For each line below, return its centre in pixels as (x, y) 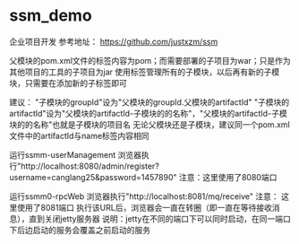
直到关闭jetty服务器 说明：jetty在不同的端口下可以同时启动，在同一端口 (159, 218)
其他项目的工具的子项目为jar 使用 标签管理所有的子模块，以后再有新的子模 (145, 72)
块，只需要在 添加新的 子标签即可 (68, 83)
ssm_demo (51, 16)
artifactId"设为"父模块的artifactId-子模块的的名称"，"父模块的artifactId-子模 (149, 113)
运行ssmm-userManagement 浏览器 (75, 154)
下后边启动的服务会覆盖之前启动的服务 (80, 230)
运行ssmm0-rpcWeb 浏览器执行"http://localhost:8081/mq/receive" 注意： (144, 196)
